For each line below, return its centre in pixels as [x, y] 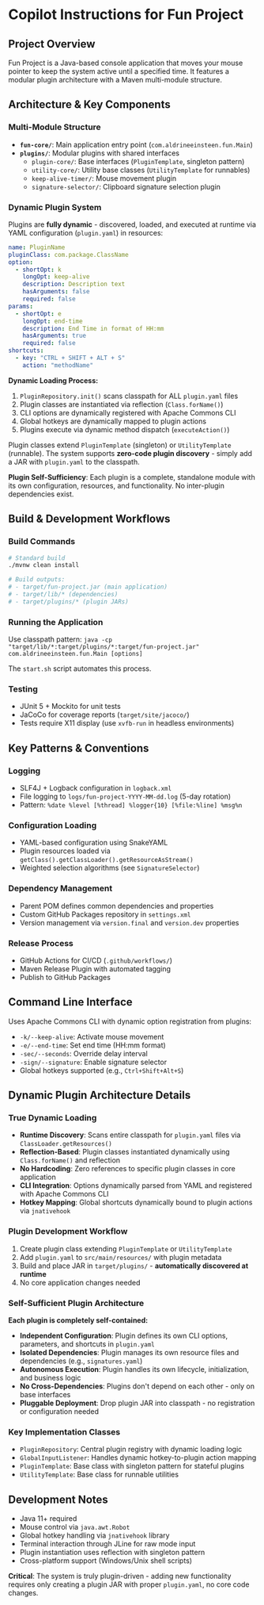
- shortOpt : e [38, 314]
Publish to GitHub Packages [65, 977]
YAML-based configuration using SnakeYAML [94, 843]
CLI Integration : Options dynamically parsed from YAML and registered [136, 1186]
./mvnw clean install [44, 565]
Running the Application [56, 622]
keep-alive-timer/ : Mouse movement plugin [104, 178]
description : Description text [74, 284]
